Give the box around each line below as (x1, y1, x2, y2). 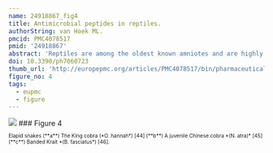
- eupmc (15, 87, 42, 96)
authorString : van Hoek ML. (8, 27, 104, 35)
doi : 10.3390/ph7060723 (8, 58, 89, 66)
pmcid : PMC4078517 (8, 34, 71, 43)
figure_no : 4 (8, 72, 53, 81)
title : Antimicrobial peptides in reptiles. (8, 20, 162, 28)
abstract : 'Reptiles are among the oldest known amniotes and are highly (8, 50, 264, 58)
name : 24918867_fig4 (8, 11, 79, 20)
